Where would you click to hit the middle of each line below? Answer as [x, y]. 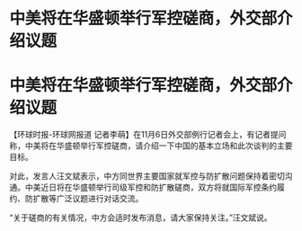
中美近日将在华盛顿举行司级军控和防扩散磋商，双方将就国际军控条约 [151, 187]
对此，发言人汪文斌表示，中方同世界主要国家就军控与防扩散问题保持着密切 [147, 176]
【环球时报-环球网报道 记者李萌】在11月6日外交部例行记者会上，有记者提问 [148, 135]
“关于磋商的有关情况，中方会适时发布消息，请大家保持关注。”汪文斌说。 [141, 218]
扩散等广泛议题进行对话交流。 [88, 199]
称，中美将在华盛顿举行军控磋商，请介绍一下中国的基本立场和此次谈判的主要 [151, 146]
